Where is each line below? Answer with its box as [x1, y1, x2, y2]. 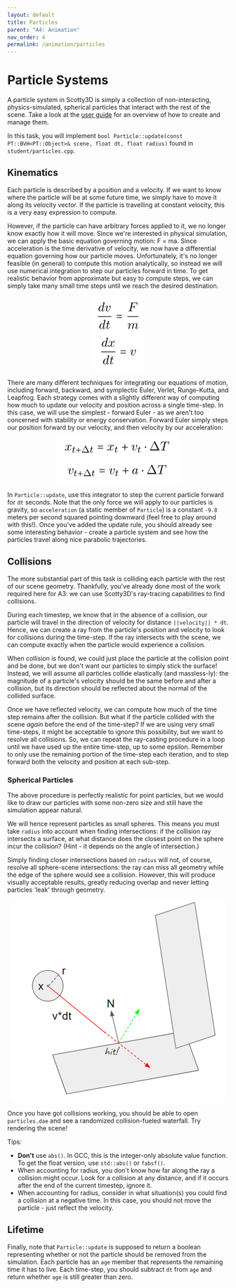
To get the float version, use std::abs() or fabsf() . [17, 1158, 166, 1167]
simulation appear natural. [7, 806, 83, 814]
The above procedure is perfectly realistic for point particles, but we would [7, 790, 223, 799]
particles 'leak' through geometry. [7, 885, 105, 894]
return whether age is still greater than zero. [7, 1273, 133, 1281]
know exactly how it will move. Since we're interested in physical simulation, [7, 229, 228, 237]
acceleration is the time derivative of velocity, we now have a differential [7, 244, 216, 253]
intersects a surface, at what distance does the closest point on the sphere [7, 834, 224, 842]
